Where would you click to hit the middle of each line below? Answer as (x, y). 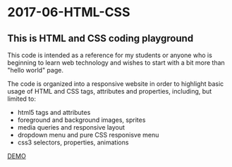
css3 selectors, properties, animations (73, 142)
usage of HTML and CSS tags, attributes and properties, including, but (110, 91)
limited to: (22, 99)
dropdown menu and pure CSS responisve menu (88, 135)
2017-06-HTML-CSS (69, 12)
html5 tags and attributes (54, 112)
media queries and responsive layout (71, 127)
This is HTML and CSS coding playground (100, 38)
